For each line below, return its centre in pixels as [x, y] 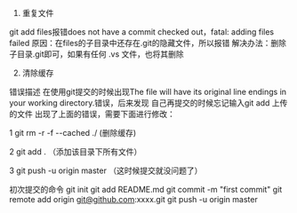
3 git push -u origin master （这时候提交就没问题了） [106, 170]
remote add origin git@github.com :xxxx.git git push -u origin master [133, 199]
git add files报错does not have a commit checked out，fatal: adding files [141, 32]
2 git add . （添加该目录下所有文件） [76, 152]
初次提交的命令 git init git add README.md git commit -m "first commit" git [146, 189]
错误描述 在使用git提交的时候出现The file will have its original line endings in [148, 92]
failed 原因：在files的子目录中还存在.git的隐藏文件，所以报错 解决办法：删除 [148, 43]
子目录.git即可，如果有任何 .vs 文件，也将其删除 [96, 54]
